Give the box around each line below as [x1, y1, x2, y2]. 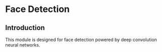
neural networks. [5, 42, 40, 48]
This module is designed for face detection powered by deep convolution [5, 36, 157, 42]
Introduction [5, 23, 45, 32]
